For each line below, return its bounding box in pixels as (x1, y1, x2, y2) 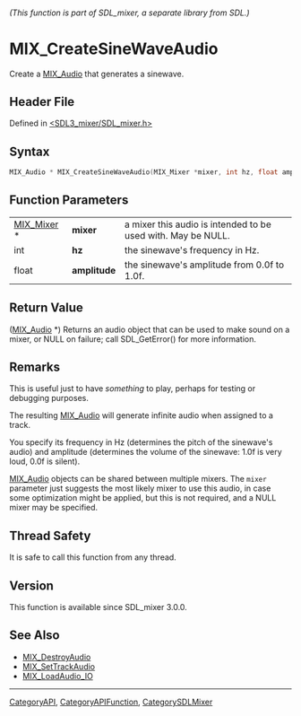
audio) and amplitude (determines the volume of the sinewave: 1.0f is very (9, 447, 282, 458)
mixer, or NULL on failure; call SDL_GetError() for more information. (9, 333, 257, 345)
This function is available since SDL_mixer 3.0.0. (9, 602, 188, 613)
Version (9, 578, 54, 593)
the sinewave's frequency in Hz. (124, 243, 260, 256)
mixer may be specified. (9, 502, 99, 513)
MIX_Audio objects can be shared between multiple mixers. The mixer (9, 474, 267, 485)
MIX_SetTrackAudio (21, 660, 96, 672)
